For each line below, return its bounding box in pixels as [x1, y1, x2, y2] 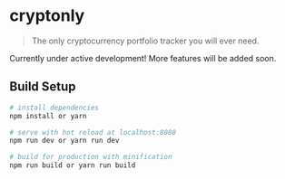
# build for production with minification [9, 153, 172, 162]
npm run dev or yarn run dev [9, 137, 120, 146]
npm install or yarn [9, 111, 88, 120]
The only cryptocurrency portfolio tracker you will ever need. [31, 35, 260, 46]
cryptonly [9, 5, 85, 26]
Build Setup [9, 79, 76, 95]
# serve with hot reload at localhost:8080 [9, 127, 177, 137]
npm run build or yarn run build [9, 161, 136, 170]
